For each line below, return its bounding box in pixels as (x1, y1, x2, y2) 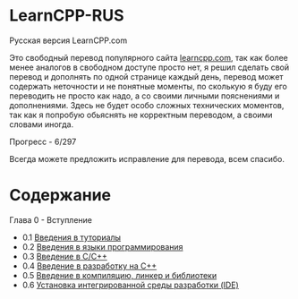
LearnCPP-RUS (9, 5, 124, 26)
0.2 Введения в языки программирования (21, 241, 183, 252)
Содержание (9, 185, 112, 206)
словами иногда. (9, 118, 74, 130)
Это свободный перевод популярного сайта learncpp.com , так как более (9, 52, 288, 63)
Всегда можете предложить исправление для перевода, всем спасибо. (9, 153, 285, 164)
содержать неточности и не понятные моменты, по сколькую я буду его (9, 81, 288, 91)
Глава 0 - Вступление (9, 214, 92, 225)
